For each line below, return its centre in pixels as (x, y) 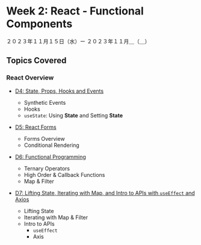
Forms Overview (44, 138)
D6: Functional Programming (50, 157)
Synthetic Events (45, 102)
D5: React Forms (36, 127)
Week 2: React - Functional (75, 11)
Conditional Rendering (51, 145)
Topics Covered (36, 60)
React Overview (30, 78)
